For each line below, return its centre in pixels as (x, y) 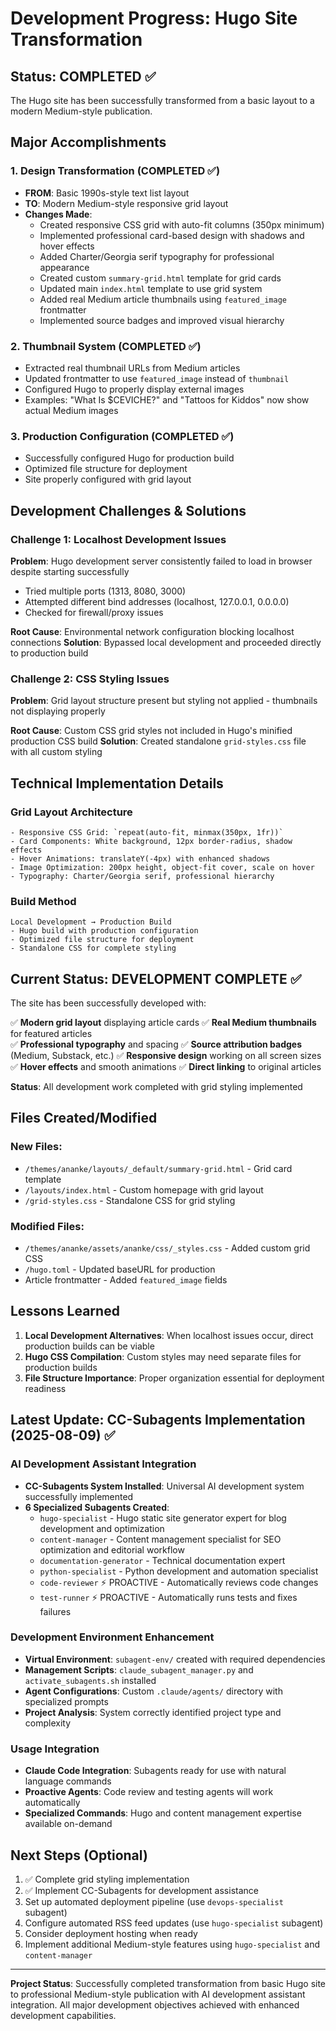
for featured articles (51, 1034)
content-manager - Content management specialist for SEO (160, 1539)
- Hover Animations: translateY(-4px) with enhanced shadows (140, 858)
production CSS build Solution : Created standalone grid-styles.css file (158, 741)
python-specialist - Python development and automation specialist (179, 1571)
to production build (49, 653)
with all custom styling (56, 752)
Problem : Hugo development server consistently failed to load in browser (161, 561)
